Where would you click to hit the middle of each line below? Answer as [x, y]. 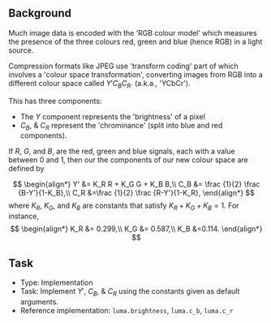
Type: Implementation [56, 282]
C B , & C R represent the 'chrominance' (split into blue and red [121, 126]
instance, [24, 216]
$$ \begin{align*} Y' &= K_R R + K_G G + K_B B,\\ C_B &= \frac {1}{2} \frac [136, 184]
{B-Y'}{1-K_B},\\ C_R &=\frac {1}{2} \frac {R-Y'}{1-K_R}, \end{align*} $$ [136, 193]
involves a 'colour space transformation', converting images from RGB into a [136, 74]
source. [21, 50]
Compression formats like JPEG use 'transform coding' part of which [123, 66]
